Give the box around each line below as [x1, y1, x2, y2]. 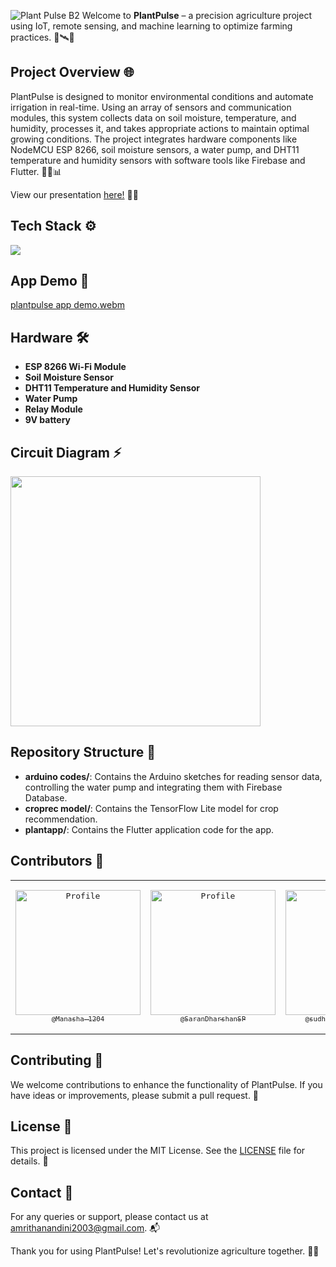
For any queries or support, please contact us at [10, 1211, 209, 1223]
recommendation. [24, 813, 98, 825]
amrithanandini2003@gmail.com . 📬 [10, 1222, 161, 1234]
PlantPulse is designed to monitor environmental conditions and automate [10, 90, 314, 102]
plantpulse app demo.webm [10, 299, 125, 311]
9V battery [24, 414, 72, 426]
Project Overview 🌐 [10, 64, 135, 81]
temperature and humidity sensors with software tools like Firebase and [10, 154, 306, 166]
